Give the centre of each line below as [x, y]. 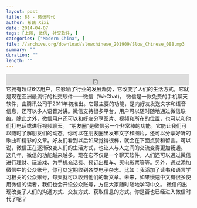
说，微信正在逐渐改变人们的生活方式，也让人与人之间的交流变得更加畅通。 [96, 148]
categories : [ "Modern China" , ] [45, 39]
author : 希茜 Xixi [28, 22]
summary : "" [21, 50]
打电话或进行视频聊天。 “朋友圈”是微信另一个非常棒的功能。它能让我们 [96, 125]
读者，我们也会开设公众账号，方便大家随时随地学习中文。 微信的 [104, 184]
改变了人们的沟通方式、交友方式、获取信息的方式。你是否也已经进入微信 [98, 192]
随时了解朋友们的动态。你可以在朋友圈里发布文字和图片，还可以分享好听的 [101, 133]
